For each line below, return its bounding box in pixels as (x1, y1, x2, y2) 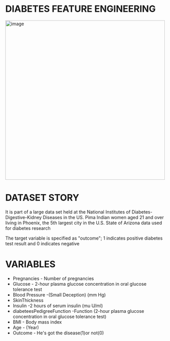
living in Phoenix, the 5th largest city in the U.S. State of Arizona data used (5, 220, 162, 226)
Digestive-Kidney (5, 214, 42, 220)
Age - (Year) (12, 324, 39, 330)
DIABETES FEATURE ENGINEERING (5, 3, 156, 15)
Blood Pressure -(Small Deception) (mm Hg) (12, 291, 106, 297)
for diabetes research (5, 225, 51, 231)
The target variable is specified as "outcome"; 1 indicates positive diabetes (5, 235, 163, 241)
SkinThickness (12, 297, 44, 303)
